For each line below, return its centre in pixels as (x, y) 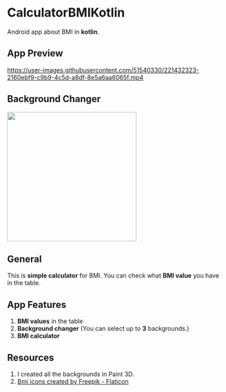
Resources (31, 357)
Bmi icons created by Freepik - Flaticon (73, 381)
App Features (37, 305)
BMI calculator (38, 336)
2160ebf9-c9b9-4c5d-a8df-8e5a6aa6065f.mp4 (75, 77)
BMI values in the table (50, 321)
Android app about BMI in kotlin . (53, 32)
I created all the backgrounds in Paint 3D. (75, 374)
